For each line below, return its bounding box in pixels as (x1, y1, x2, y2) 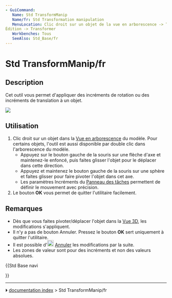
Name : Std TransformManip (12, 12, 68, 17)
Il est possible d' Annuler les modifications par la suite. (12, 241, 135, 248)
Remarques (5, 204, 43, 213)
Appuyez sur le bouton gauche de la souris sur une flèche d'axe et (20, 151, 161, 157)
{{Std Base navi (5, 262, 38, 268)
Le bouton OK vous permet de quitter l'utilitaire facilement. (12, 190, 137, 196)
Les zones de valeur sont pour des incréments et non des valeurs (12, 247, 151, 253)
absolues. (12, 253, 34, 259)
